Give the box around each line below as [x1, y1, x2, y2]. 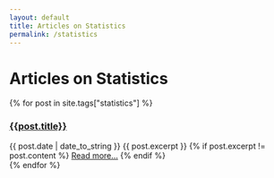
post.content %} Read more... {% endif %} [9, 149, 166, 161]
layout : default [9, 13, 70, 22]
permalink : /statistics [9, 30, 98, 38]
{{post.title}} [9, 120, 67, 132]
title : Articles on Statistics [9, 21, 126, 30]
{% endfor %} [9, 159, 61, 170]
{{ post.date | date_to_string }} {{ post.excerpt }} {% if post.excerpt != [9, 140, 266, 151]
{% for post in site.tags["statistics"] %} [9, 97, 153, 108]
